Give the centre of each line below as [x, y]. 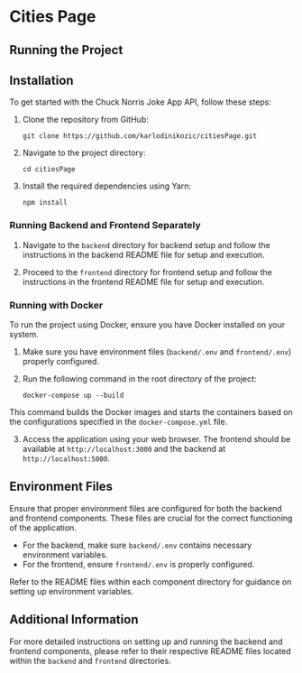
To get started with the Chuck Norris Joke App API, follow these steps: [141, 102]
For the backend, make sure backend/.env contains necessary [137, 545]
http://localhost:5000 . [66, 458]
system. [24, 334]
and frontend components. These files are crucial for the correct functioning [151, 518]
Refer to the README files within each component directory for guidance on [151, 581]
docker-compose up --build [73, 395]
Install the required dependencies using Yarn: [107, 186]
